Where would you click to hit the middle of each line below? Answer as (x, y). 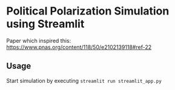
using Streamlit (45, 24)
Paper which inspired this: (39, 40)
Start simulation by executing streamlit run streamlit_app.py (84, 80)
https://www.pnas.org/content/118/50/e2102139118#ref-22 (79, 47)
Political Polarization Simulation (88, 11)
